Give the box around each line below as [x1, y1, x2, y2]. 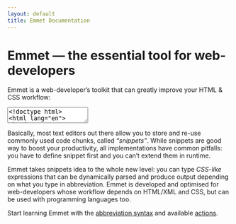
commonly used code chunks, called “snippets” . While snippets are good [7, 136, 222, 145]
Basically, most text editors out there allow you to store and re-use [7, 129, 201, 138]
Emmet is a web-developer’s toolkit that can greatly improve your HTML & [7, 86, 223, 94]
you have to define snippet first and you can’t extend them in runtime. [7, 151, 211, 160]
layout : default [7, 10, 55, 18]
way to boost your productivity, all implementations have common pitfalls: [7, 144, 223, 153]
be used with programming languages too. [7, 195, 131, 204]
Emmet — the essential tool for [7, 47, 192, 64]
